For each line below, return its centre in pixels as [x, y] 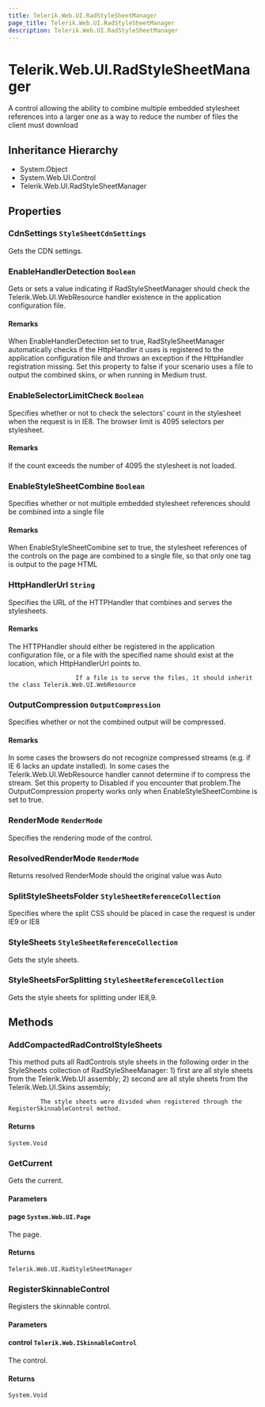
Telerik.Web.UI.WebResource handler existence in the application [115, 297]
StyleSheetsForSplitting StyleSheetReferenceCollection [116, 980]
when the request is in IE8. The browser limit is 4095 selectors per [116, 421]
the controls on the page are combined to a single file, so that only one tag [130, 556]
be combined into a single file [56, 512]
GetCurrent [30, 1163]
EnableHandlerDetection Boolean [72, 271]
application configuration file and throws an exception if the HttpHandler [126, 358]
